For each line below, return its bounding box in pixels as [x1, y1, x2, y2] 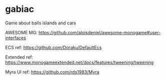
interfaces [5, 35, 26, 41]
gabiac [5, 3, 34, 15]
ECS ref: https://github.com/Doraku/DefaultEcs [5, 44, 102, 50]
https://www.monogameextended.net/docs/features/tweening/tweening [5, 59, 154, 65]
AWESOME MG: [5, 29, 37, 35]
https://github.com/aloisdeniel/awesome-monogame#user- [38, 29, 161, 35]
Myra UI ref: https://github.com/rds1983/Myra [5, 69, 99, 75]
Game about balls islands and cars [5, 20, 76, 26]
